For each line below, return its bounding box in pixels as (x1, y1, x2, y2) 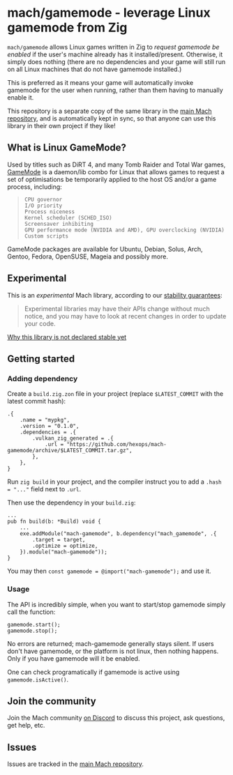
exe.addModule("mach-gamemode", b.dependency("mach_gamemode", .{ (20, 530, 217, 537)
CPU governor (24, 196, 63, 203)
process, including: (7, 183, 63, 191)
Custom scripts (24, 232, 69, 240)
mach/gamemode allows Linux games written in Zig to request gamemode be (7, 43, 220, 51)
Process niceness (24, 208, 75, 215)
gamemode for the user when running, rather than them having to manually (7, 86, 223, 94)
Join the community (7, 695, 96, 707)
